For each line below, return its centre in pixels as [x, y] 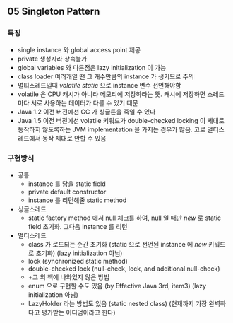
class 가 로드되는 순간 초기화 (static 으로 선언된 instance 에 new [117, 244]
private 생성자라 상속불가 [52, 59]
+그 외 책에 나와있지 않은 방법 [69, 277]
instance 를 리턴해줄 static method [77, 200]
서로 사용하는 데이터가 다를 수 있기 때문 [85, 102]
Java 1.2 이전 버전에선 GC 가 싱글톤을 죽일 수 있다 [86, 112]
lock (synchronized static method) [78, 261]
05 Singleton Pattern [54, 12]
